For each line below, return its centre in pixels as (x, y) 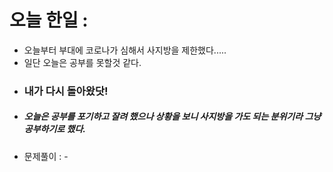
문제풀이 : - (46, 156)
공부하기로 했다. (54, 129)
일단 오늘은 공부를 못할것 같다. (82, 62)
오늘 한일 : (49, 20)
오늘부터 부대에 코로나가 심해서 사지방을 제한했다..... (125, 50)
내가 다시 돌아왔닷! (66, 91)
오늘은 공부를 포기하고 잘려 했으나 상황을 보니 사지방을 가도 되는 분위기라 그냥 (172, 117)
